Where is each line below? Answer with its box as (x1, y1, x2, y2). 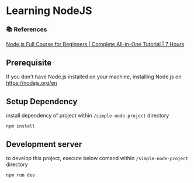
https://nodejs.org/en (6, 80, 57, 87)
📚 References (6, 25, 47, 33)
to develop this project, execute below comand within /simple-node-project (6, 154, 189, 161)
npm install (6, 123, 35, 129)
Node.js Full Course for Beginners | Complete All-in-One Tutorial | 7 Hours (6, 41, 185, 48)
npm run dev (6, 172, 35, 178)
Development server (6, 139, 82, 149)
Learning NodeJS (6, 4, 92, 18)
